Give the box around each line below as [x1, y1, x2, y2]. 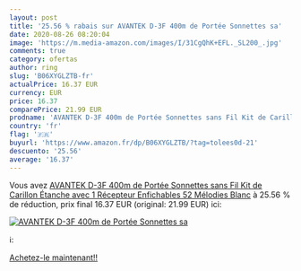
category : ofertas [9, 55, 78, 64]
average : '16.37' [9, 154, 74, 164]
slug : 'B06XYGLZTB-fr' [9, 72, 94, 81]
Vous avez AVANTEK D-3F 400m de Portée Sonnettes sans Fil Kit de [9, 179, 262, 190]
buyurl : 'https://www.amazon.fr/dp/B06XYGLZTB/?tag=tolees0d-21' [9, 138, 258, 147]
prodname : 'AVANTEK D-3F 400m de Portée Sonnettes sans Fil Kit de [9, 113, 267, 122]
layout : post [9, 13, 58, 22]
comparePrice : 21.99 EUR [9, 105, 102, 114]
